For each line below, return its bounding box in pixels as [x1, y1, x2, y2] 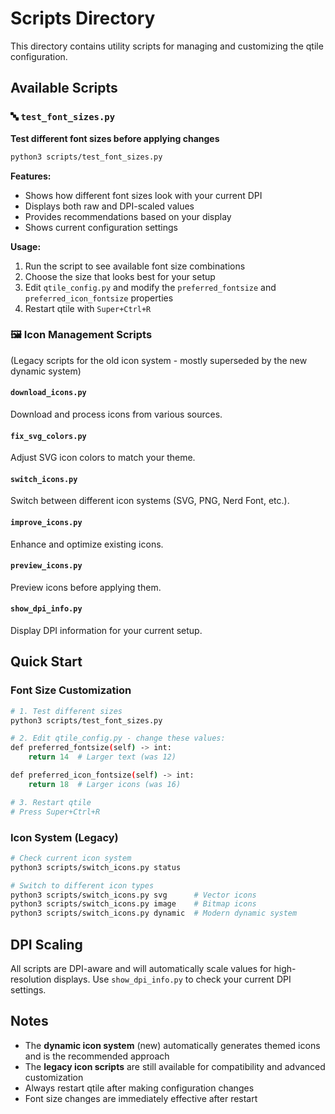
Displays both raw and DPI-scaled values [24, 200, 195, 212]
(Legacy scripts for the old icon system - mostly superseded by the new [10, 354, 308, 366]
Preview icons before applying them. [10, 581, 162, 593]
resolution [10, 973, 52, 985]
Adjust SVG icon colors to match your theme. [10, 452, 196, 464]
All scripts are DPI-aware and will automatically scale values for [10, 962, 272, 974]
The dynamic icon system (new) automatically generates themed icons [24, 1039, 321, 1051]
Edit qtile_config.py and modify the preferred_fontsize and [24, 281, 277, 293]
